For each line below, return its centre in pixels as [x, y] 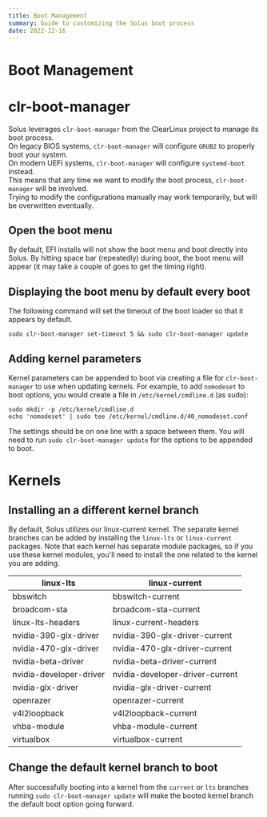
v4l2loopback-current [155, 713]
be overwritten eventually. [51, 205]
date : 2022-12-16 [37, 30]
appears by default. [40, 320]
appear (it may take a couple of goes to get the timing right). [108, 267]
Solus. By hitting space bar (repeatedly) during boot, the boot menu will [126, 258]
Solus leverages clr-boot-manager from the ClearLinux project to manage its [133, 129]
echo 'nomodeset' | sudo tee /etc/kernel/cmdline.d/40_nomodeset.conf [128, 416]
